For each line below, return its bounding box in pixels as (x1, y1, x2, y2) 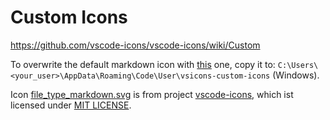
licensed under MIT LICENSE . (10, 99, 132, 111)
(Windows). (272, 69, 320, 81)
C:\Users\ (277, 60, 319, 70)
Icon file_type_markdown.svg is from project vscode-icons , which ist (10, 88, 294, 100)
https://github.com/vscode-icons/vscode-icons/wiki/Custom (10, 39, 261, 51)
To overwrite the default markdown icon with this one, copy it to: (10, 58, 276, 70)
